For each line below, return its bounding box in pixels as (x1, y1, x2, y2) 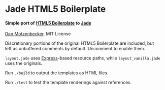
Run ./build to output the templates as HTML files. (5, 70, 109, 76)
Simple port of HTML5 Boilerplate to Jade (5, 20, 92, 26)
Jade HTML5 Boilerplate (5, 3, 106, 15)
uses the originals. (5, 60, 43, 66)
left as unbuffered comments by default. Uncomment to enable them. (5, 46, 145, 52)
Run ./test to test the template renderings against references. (5, 80, 132, 86)
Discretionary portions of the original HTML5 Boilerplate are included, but (5, 40, 154, 46)
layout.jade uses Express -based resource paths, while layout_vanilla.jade (5, 55, 161, 61)
